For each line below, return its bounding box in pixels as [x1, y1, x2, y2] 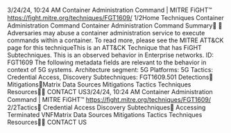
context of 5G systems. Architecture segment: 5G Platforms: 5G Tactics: [7, 66, 214, 73]
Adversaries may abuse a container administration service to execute [7, 29, 205, 37]
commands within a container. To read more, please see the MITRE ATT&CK [7, 36, 224, 44]
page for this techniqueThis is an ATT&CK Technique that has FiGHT [7, 44, 203, 51]
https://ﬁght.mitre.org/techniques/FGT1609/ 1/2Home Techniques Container [7, 14, 224, 21]
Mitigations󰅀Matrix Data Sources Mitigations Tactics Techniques [7, 80, 191, 89]
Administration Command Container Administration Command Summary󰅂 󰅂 [7, 21, 223, 30]
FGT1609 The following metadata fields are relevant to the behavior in [7, 58, 207, 66]
